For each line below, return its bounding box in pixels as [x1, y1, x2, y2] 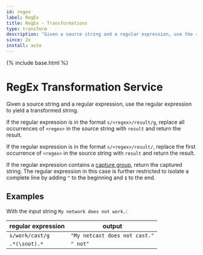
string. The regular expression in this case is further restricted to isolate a [6, 167, 189, 175]
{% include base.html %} [6, 59, 68, 66]
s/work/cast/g [9, 232, 50, 239]
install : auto [6, 43, 42, 49]
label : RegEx [6, 15, 39, 21]
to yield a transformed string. [6, 106, 79, 114]
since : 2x [6, 37, 31, 43]
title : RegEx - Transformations [6, 20, 88, 26]
